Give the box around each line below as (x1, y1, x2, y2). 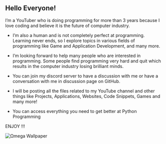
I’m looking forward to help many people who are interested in (12, 52, 141, 58)
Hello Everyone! (5, 4, 56, 12)
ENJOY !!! (5, 123, 25, 129)
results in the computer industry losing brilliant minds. (12, 63, 124, 69)
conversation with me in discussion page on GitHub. (12, 78, 120, 84)
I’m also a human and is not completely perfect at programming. (12, 32, 145, 38)
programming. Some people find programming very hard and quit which (12, 57, 161, 64)
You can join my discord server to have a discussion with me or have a (12, 72, 158, 79)
